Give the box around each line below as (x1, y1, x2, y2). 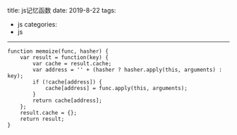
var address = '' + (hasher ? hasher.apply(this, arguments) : (32, 66, 222, 73)
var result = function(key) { (20, 54, 109, 61)
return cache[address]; (32, 97, 102, 104)
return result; (20, 115, 65, 122)
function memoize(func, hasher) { (7, 48, 109, 55)
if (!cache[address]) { (32, 79, 102, 86)
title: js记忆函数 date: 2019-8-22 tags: (7, 6, 116, 14)
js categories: (17, 20, 58, 28)
